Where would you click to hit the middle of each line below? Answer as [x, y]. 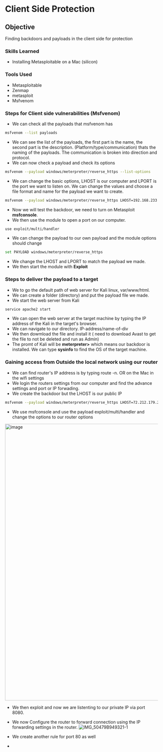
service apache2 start [28, 309]
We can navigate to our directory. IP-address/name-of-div [70, 329]
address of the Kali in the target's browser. [55, 324]
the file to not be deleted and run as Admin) [56, 339]
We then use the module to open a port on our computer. [69, 220]
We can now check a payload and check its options [64, 163]
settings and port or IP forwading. [46, 388]
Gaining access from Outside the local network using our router [81, 362]
